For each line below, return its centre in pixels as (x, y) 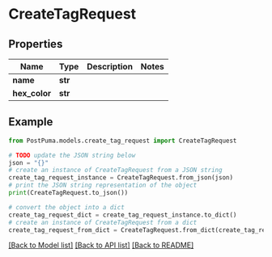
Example (31, 122)
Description (110, 67)
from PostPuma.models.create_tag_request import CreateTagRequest (123, 141)
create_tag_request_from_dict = (63, 230)
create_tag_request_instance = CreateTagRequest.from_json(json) (121, 178)
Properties (36, 44)
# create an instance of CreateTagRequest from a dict (103, 222)
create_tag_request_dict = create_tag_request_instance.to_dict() (123, 215)
